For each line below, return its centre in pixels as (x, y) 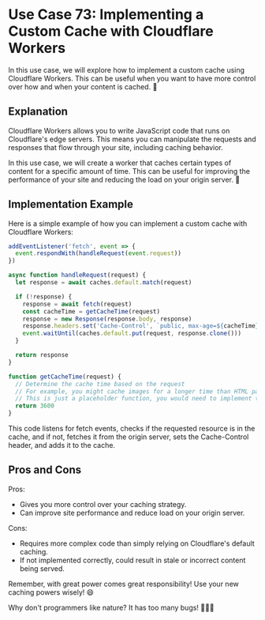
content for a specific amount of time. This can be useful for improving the (129, 171)
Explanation (38, 112)
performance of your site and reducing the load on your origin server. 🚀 (124, 179)
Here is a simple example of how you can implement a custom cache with (128, 224)
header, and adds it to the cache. (62, 445)
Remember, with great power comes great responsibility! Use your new (123, 584)
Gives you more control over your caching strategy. (103, 504)
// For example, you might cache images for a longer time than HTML (132, 391)
